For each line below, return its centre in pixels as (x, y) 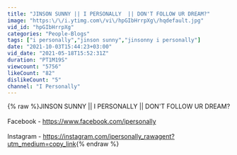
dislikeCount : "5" (34, 80)
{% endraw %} (98, 144)
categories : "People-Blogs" (49, 34)
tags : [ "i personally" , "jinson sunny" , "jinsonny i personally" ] (104, 40)
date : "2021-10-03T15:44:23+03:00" (60, 47)
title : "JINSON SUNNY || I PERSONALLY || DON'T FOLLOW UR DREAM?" (109, 14)
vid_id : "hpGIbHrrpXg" (41, 27)
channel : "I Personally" (44, 86)
